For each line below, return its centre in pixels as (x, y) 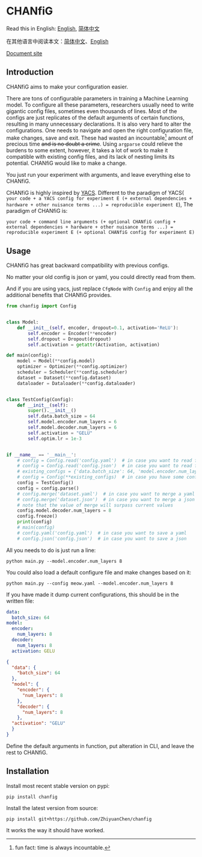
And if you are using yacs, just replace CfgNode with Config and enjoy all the (100, 289)
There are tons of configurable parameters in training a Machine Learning (97, 98)
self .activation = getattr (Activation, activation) (94, 345)
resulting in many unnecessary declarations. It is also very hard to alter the (99, 124)
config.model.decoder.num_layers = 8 (64, 511)
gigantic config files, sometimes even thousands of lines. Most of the (92, 111)
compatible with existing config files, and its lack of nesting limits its (90, 157)
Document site (24, 53)
